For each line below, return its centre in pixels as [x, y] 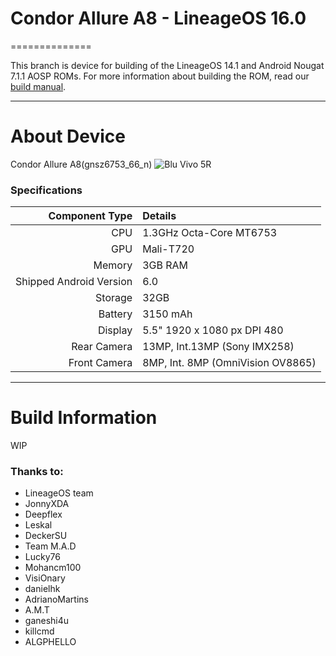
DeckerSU [46, 536]
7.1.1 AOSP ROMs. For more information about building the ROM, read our [160, 76]
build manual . [38, 86]
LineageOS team [59, 493]
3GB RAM [165, 265]
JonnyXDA [47, 504]
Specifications [46, 190]
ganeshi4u [47, 621]
